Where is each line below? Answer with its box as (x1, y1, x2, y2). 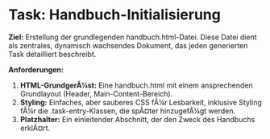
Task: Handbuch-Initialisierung (8, 6, 222, 24)
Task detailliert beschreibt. (8, 49, 97, 59)
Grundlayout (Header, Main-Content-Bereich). (19, 88, 173, 98)
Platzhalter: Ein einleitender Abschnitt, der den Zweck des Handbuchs (19, 114, 255, 124)
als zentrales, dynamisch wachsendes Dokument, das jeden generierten (8, 40, 248, 50)
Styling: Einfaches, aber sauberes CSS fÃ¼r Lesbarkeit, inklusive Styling (19, 97, 262, 107)
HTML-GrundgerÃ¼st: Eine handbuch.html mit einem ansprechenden (19, 80, 253, 90)
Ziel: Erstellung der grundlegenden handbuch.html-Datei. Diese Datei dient (8, 32, 257, 42)
